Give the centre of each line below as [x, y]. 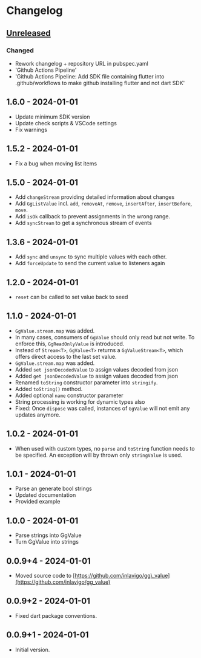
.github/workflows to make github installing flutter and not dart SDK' [100, 83]
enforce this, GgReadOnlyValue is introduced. [70, 344]
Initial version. [32, 649]
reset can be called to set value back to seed [71, 297]
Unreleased [29, 33]
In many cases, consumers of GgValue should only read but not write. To [105, 337]
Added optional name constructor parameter [69, 395]
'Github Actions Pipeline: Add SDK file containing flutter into [90, 76]
